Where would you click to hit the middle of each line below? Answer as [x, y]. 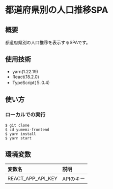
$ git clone [17, 125]
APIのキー [73, 179]
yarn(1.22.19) [25, 71]
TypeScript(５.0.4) [31, 82]
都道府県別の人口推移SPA [57, 10]
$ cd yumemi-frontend [27, 130]
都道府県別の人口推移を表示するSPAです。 [48, 42]
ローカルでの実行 [25, 115]
